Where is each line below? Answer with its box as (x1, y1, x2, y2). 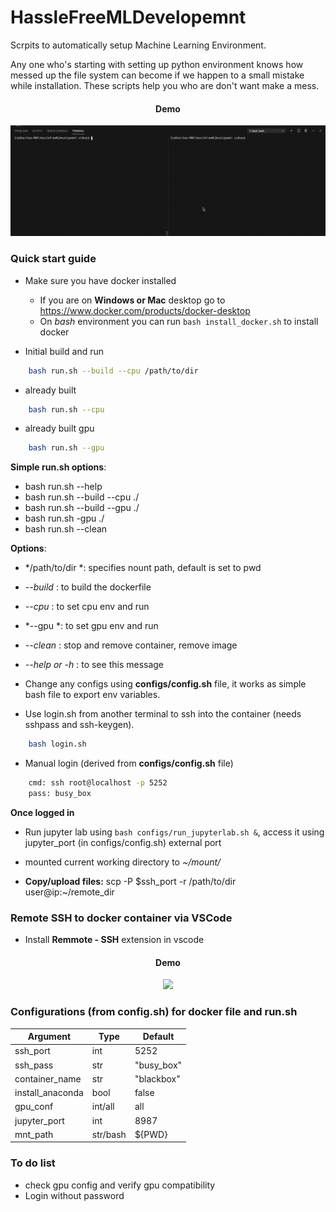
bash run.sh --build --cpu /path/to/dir (28, 366, 199, 376)
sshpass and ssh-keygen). (24, 719, 135, 731)
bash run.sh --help (24, 481, 103, 493)
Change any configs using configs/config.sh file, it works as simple (24, 678, 307, 690)
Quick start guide (10, 252, 97, 266)
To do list (10, 1156, 56, 1170)
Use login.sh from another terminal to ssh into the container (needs (24, 708, 302, 720)
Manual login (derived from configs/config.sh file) (24, 757, 234, 770)
